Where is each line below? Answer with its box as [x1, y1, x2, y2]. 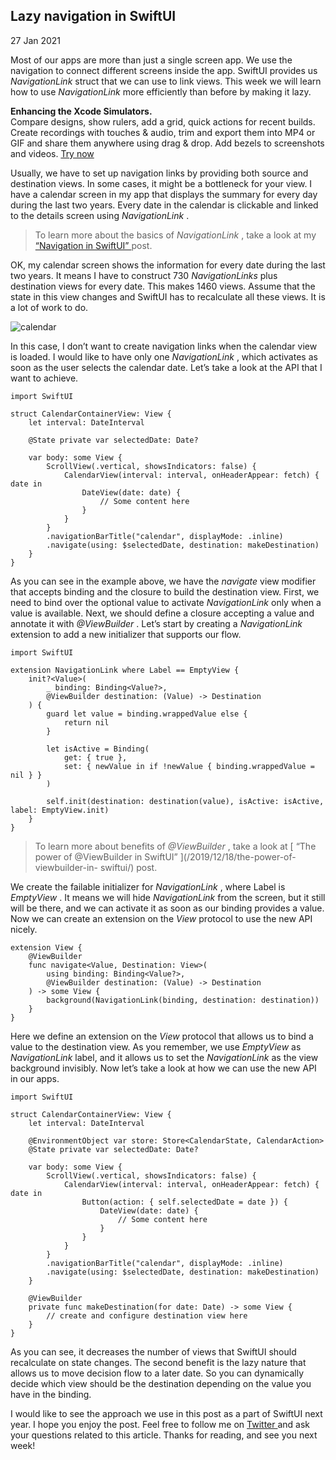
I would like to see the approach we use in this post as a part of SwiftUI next [10, 1407, 323, 1419]
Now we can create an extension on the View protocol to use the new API [10, 912, 313, 924]
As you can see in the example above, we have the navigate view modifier [10, 575, 317, 587]
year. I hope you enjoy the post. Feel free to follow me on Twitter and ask [10, 1418, 311, 1430]
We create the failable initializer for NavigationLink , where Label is [10, 880, 286, 893]
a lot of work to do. [10, 301, 89, 313]
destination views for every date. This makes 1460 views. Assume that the [10, 280, 316, 292]
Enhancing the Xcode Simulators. [10, 105, 153, 117]
